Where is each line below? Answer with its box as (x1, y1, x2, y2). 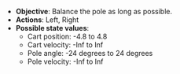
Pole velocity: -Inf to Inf (27, 57, 104, 66)
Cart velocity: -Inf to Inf (27, 40, 104, 50)
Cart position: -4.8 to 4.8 (27, 31, 108, 41)
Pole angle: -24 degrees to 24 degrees (27, 49, 153, 57)
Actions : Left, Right (15, 15, 79, 24)
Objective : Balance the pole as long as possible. (15, 7, 173, 16)
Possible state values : (15, 24, 90, 32)
